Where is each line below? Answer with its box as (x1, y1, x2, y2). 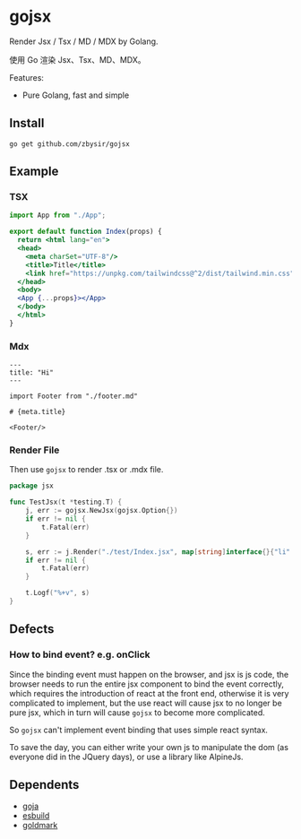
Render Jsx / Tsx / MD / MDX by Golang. (9, 36, 159, 47)
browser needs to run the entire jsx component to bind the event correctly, (9, 679, 285, 689)
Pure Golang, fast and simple (21, 90, 130, 100)
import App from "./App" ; (9, 211, 106, 221)
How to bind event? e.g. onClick (9, 648, 150, 661)
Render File (9, 444, 60, 456)
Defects (9, 621, 55, 637)
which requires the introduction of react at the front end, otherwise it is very (9, 688, 289, 698)
